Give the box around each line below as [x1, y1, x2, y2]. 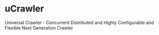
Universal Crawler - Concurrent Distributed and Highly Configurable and [5, 19, 154, 25]
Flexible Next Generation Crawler [5, 24, 73, 30]
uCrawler [5, 3, 44, 14]
